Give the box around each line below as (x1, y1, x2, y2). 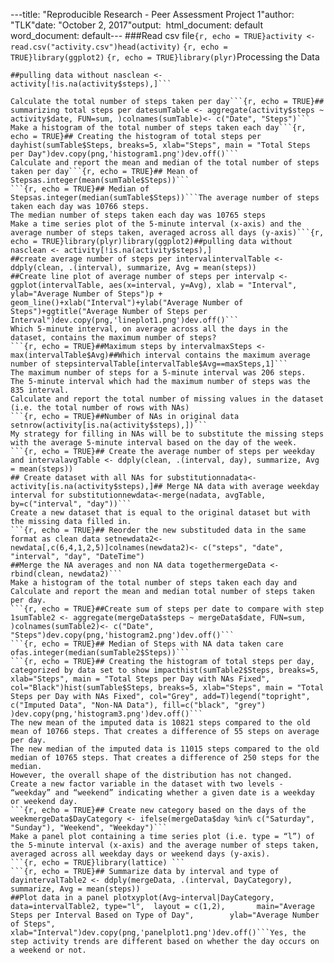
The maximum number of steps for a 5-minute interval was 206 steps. (10, 368, 307, 378)
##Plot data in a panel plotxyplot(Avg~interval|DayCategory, (10, 893, 275, 903)
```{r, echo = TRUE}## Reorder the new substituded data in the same (10, 525, 307, 535)
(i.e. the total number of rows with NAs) (10, 403, 190, 413)
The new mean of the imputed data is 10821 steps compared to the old (10, 718, 311, 728)
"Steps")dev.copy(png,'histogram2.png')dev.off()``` (10, 630, 235, 640)
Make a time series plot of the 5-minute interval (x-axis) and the (10, 219, 302, 229)
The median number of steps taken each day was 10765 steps (10, 210, 267, 220)
